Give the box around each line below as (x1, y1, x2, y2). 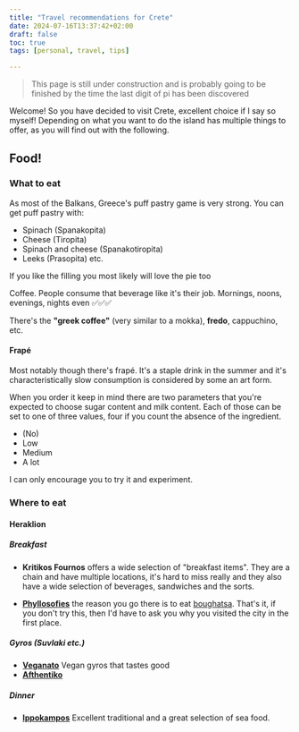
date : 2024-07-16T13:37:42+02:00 (9, 21, 134, 30)
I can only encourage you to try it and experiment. (9, 474, 194, 485)
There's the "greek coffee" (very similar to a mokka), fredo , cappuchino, (9, 315, 278, 326)
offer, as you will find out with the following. (9, 124, 170, 135)
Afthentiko (21, 669, 63, 680)
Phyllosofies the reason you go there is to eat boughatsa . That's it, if (21, 598, 277, 609)
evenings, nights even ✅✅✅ (9, 297, 112, 308)
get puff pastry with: (9, 207, 85, 217)
